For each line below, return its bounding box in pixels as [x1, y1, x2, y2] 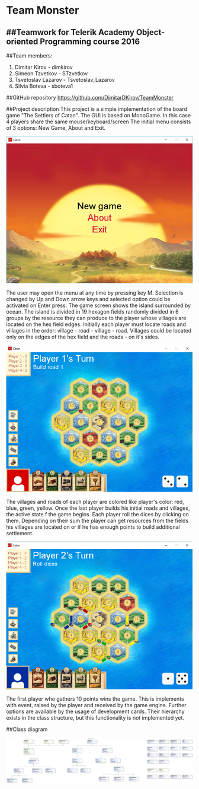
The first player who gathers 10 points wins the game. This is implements [6, 695, 185, 702]
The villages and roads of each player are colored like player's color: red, [6, 499, 185, 506]
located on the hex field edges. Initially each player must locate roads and [6, 321, 187, 328]
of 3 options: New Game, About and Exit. [6, 124, 105, 131]
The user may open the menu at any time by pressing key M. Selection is [6, 289, 184, 296]
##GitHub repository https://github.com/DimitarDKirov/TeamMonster [6, 94, 174, 101]
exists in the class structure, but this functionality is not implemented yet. [6, 714, 185, 721]
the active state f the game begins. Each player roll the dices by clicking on [6, 511, 190, 518]
